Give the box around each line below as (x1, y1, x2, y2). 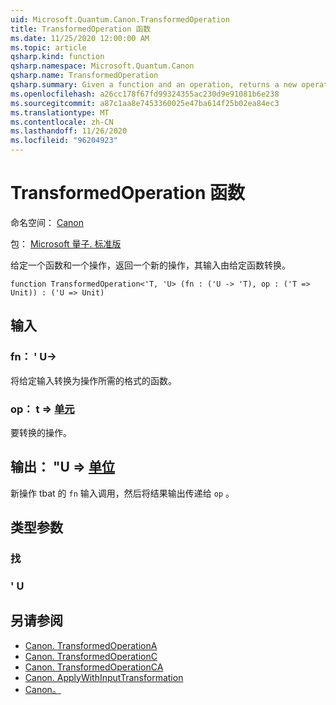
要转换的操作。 (10, 426, 72, 438)
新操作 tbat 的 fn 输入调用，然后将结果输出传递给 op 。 (10, 487, 235, 499)
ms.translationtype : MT (10, 107, 110, 118)
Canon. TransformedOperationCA (24, 661, 164, 673)
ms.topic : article (10, 42, 87, 53)
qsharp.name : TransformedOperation (10, 71, 159, 81)
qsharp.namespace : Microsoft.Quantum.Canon (10, 61, 195, 71)
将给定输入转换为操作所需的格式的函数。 (10, 374, 177, 386)
